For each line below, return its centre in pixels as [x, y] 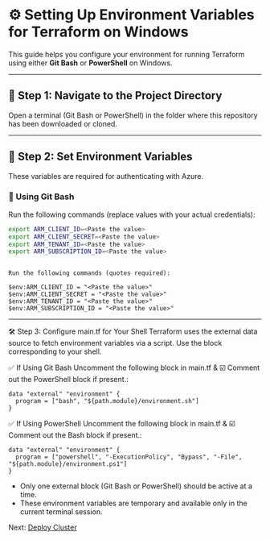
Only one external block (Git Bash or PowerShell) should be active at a [136, 486]
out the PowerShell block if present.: [68, 380]
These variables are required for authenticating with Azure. [106, 176]
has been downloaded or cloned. [63, 123]
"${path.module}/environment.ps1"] [68, 464]
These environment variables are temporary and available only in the [133, 503]
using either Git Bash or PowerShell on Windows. [90, 63]
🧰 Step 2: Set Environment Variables [100, 157]
